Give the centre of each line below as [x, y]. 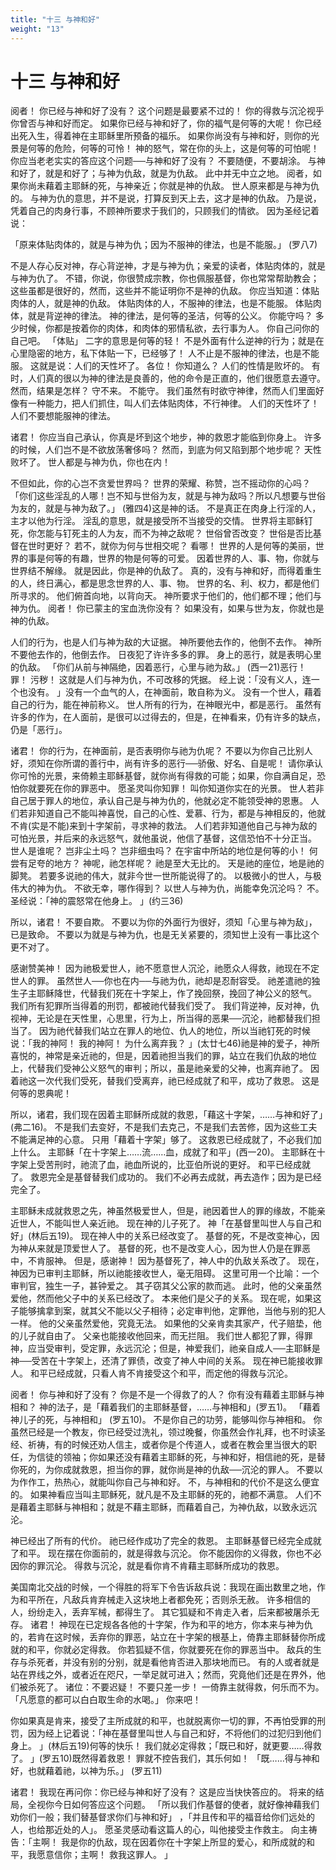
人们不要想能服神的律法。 [63, 416]
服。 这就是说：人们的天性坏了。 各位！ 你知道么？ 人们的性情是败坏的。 [160, 366]
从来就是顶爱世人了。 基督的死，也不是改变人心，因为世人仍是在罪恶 [169, 1248]
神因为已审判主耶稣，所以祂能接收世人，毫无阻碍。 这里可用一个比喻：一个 [165, 1273]
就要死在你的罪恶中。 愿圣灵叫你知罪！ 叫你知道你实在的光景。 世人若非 [176, 788]
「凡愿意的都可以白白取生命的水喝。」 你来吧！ [106, 1700]
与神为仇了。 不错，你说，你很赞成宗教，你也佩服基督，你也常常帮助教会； [165, 278]
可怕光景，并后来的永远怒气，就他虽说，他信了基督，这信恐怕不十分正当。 [163, 838]
